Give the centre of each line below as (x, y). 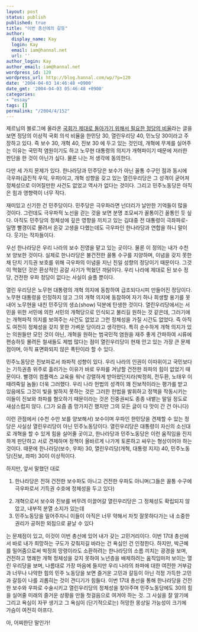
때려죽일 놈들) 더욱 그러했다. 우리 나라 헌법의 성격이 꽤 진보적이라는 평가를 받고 (97, 384)
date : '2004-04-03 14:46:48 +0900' (50, 84)
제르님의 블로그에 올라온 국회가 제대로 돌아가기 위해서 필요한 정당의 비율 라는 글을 (99, 129)
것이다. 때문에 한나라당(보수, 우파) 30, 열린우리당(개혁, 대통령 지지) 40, (88, 449)
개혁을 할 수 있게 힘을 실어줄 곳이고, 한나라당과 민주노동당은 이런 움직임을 (97, 434)
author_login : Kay (29, 61)
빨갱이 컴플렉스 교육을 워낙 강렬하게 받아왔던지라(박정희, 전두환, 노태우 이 (108, 376)
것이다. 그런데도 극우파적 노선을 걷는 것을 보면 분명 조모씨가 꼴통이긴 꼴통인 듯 (96, 213)
